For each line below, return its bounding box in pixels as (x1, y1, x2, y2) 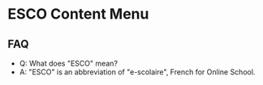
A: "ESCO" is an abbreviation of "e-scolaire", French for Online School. (19, 67, 256, 77)
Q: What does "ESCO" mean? (19, 58, 119, 68)
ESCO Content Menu (7, 5, 149, 23)
